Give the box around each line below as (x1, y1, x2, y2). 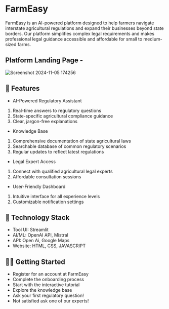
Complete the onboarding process (12, 277, 85, 283)
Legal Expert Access (12, 158, 56, 165)
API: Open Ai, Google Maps (12, 238, 70, 244)
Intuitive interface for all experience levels (12, 193, 100, 199)
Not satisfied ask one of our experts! (12, 298, 89, 304)
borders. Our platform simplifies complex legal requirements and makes (5, 30, 155, 36)
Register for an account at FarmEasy (12, 271, 89, 277)
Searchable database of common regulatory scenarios (12, 143, 126, 149)
